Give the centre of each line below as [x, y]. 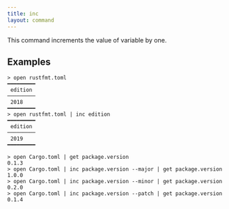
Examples [29, 62]
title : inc [23, 14]
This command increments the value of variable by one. [87, 40]
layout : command [31, 20]
